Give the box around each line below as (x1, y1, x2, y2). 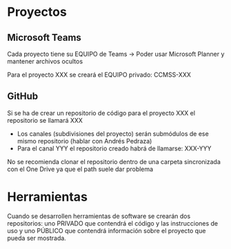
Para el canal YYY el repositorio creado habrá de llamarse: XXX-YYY (17, 144, 212, 152)
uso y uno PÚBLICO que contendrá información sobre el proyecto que (7, 226, 206, 235)
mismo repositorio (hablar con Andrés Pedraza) (17, 137, 152, 145)
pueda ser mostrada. (7, 234, 67, 242)
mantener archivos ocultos (7, 57, 83, 66)
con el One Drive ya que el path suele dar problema (7, 165, 154, 173)
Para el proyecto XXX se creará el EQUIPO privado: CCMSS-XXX (7, 70, 191, 79)
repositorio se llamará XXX (7, 116, 83, 124)
